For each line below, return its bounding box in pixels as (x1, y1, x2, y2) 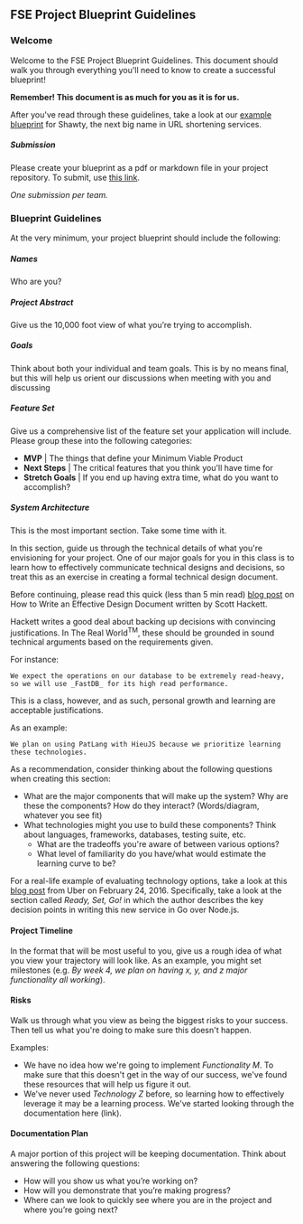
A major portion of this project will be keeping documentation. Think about (10, 1148, 287, 1160)
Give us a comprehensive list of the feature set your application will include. (10, 425, 292, 437)
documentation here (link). (23, 1107, 123, 1118)
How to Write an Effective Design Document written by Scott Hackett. (10, 598, 269, 609)
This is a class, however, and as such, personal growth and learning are (10, 695, 276, 706)
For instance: (10, 654, 60, 665)
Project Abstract (10, 297, 74, 307)
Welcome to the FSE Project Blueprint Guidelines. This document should (10, 54, 279, 66)
